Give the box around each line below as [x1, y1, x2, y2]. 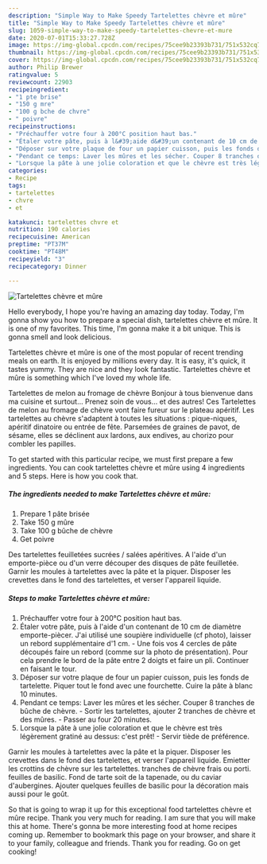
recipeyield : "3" [8, 255, 66, 263]
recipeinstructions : [8, 122, 77, 130]
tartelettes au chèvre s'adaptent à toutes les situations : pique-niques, [8, 413, 238, 423]
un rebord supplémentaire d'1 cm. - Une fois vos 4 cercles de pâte [19, 639, 238, 649]
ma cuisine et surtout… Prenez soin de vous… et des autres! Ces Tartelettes [8, 397, 257, 406]
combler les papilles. [8, 439, 76, 448]
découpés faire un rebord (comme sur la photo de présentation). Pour [19, 647, 249, 657]
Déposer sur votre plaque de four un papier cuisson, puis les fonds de [19, 672, 250, 682]
